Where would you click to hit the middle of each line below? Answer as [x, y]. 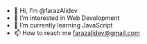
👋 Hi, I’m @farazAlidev [45, 11]
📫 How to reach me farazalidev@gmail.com [77, 33]
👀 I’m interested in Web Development [67, 18]
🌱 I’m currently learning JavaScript [63, 25]
